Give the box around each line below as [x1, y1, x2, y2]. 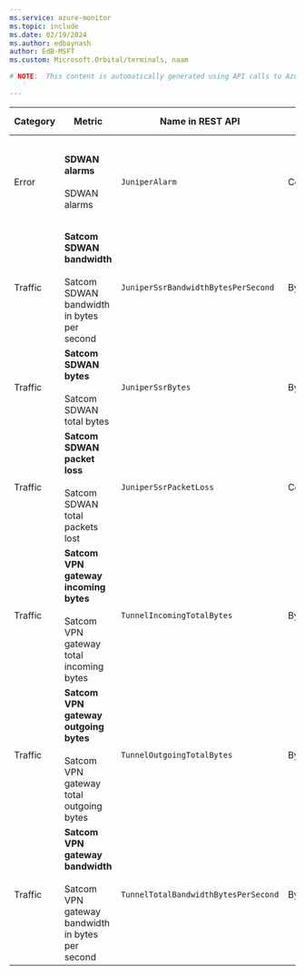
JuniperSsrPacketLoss [121, 482, 215, 492]
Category [14, 114, 56, 127]
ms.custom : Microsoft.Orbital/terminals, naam [9, 55, 189, 64]
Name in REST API [160, 114, 241, 127]
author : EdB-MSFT [9, 47, 75, 56]
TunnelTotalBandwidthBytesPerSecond [121, 889, 280, 900]
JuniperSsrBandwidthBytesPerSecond [121, 282, 275, 292]
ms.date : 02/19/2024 [9, 30, 88, 39]
